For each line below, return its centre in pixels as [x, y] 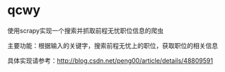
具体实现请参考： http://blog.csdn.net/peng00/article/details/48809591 [110, 60]
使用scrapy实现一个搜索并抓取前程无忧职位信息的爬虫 [86, 30]
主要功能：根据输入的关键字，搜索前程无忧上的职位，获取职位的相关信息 [112, 45]
